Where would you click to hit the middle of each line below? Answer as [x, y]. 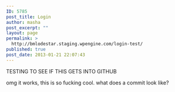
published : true [26, 49]
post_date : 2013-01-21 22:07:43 [46, 55]
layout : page [22, 33]
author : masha [23, 22]
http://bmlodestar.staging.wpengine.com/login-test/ [77, 44]
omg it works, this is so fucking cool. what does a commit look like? [87, 83]
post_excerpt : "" [27, 28]
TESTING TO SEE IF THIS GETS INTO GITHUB [61, 71]
